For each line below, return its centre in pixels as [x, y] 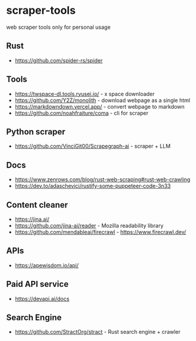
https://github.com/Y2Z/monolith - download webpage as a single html [102, 100]
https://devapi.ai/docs [42, 298]
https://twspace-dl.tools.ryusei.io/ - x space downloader [85, 94]
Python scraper [36, 132]
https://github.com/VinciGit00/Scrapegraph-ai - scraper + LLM [93, 146]
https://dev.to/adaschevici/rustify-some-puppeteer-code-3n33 [93, 186]
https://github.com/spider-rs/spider [59, 60]
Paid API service [37, 284]
